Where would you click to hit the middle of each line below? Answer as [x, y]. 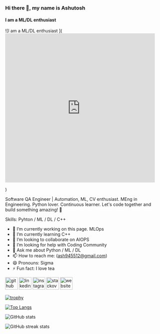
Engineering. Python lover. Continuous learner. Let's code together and [78, 205]
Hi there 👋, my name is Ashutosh [45, 8]
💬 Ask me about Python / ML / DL [47, 250]
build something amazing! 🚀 [34, 210]
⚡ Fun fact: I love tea [33, 268]
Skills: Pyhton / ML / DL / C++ [36, 219]
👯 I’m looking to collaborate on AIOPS [51, 240]
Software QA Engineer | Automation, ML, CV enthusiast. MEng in [71, 199]
